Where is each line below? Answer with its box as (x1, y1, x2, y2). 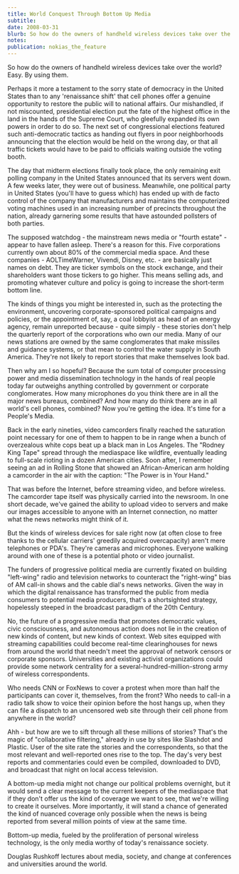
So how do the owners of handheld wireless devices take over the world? (7, 63, 223, 71)
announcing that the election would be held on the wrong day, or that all (7, 137, 218, 146)
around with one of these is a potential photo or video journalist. (7, 552, 195, 559)
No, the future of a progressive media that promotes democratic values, (7, 617, 218, 625)
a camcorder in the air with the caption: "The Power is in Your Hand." (7, 471, 209, 479)
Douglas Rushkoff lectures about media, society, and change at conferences (7, 852, 232, 860)
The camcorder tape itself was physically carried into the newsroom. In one (7, 493, 229, 500)
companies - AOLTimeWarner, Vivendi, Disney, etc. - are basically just (7, 256, 212, 264)
